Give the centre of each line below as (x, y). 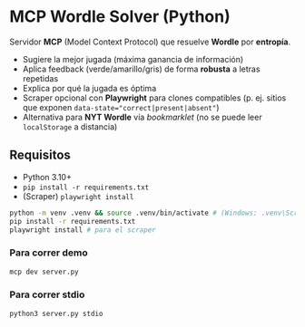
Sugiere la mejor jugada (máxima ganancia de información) (133, 59)
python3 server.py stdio (56, 313)
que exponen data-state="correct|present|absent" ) (121, 107)
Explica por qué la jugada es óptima (89, 88)
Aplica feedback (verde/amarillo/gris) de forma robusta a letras (141, 69)
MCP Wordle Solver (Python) (120, 17)
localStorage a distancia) (70, 126)
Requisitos (40, 155)
